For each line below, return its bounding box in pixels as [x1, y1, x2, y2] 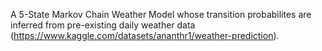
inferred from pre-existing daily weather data [10, 19, 196, 31]
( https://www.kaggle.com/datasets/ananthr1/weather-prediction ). [10, 30, 280, 41]
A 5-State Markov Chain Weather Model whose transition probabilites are [10, 9, 312, 20]
